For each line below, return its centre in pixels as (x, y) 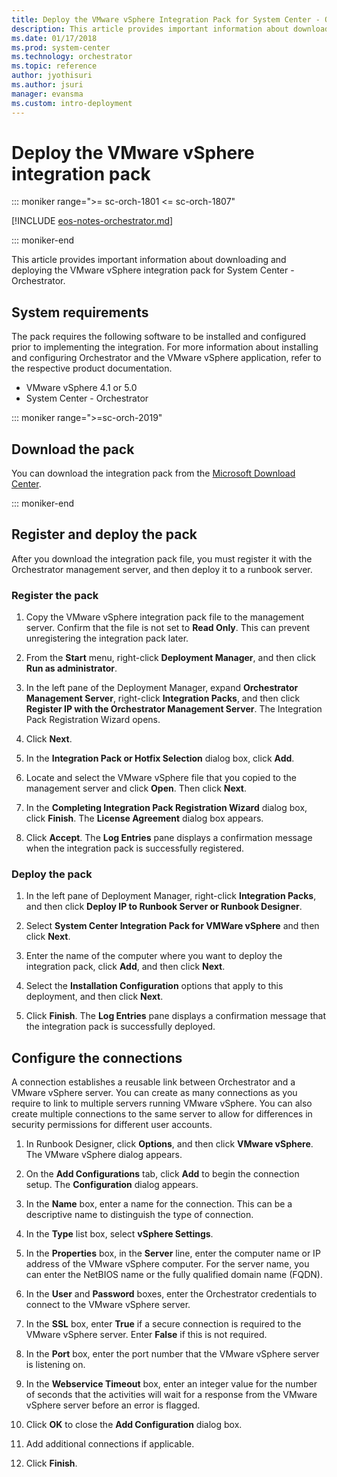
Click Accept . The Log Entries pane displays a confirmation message (169, 838)
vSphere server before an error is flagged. (113, 1405)
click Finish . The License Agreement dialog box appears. (144, 818)
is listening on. (55, 1365)
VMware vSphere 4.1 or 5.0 (81, 388)
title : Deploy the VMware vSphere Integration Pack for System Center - (166, 19)
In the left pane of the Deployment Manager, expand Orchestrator (162, 688)
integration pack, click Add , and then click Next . (125, 967)
